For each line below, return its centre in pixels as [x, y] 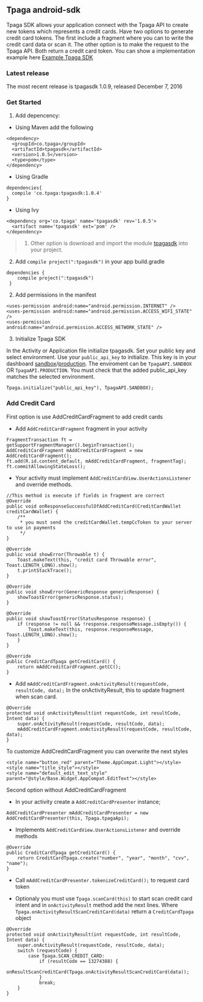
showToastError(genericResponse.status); [70, 597]
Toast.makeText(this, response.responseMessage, [91, 629]
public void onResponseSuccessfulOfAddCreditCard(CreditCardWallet [94, 506]
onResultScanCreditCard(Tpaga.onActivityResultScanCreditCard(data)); [98, 972]
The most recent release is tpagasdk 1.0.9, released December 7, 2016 [94, 87]
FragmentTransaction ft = [39, 440]
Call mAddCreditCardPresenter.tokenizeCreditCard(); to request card [102, 880]
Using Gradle [32, 177]
